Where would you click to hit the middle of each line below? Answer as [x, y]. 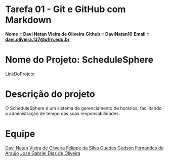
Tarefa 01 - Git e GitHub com [66, 9]
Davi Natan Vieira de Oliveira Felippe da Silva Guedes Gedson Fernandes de [85, 148]
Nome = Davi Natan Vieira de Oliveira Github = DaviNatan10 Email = [77, 34]
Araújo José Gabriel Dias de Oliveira [43, 153]
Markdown [28, 20]
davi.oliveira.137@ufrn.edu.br [37, 39]
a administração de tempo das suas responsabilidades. [63, 113]
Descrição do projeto [50, 94]
